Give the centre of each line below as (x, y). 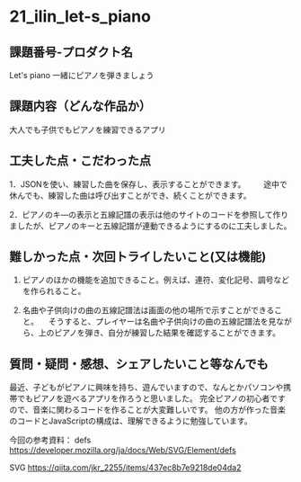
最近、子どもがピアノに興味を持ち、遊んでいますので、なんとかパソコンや (146, 388)
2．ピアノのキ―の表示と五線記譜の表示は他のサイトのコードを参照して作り (149, 214)
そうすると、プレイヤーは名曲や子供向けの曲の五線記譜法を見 (162, 322)
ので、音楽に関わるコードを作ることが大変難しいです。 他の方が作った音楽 (147, 410)
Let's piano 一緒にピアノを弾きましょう (82, 75)
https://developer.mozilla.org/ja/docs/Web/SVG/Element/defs (123, 451)
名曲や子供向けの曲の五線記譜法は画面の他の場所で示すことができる (148, 310)
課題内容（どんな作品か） (80, 107)
